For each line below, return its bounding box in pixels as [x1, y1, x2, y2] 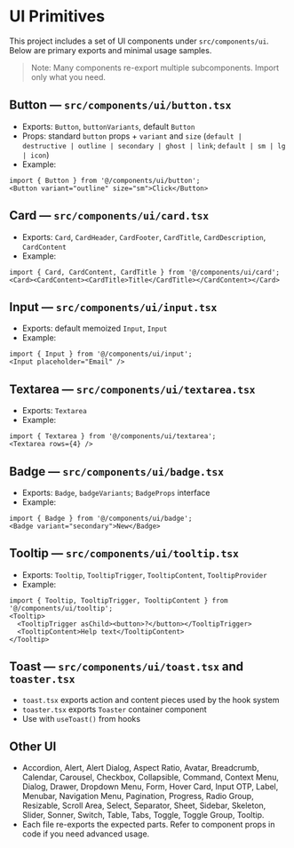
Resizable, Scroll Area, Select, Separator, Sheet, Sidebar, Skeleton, [21, 800, 266, 811]
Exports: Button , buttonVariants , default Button [21, 121, 195, 132]
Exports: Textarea [21, 405, 87, 416]
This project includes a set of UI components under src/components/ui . [9, 36, 269, 46]
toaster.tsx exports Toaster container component [21, 704, 207, 715]
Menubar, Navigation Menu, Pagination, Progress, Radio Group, [21, 791, 255, 802]
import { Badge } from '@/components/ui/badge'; [9, 514, 193, 523]
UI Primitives [9, 6, 105, 27]
